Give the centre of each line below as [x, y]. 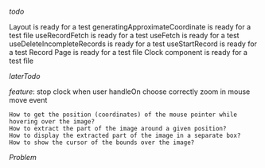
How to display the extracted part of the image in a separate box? [125, 135]
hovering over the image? [52, 122]
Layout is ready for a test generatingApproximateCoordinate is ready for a [130, 27]
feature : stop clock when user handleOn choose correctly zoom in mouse [130, 92]
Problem [23, 157]
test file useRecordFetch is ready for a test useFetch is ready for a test [124, 35]
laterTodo [25, 76]
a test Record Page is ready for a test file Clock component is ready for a [128, 52]
